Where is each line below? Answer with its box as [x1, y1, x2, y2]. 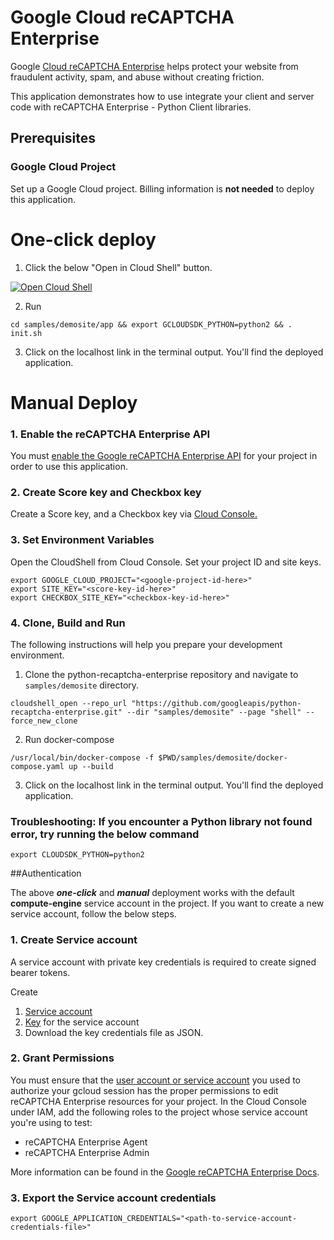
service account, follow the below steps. [10, 908, 177, 920]
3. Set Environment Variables [10, 533, 155, 547]
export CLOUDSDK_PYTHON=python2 [10, 850, 145, 860]
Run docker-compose [24, 733, 115, 745]
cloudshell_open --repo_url [10, 698, 128, 708]
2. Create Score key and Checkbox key [10, 485, 202, 499]
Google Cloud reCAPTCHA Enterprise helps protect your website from [10, 60, 299, 72]
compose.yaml [10, 761, 65, 771]
